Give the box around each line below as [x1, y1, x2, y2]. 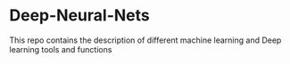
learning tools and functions [9, 44, 112, 54]
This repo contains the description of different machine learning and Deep [9, 35, 282, 45]
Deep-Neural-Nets [9, 5, 150, 26]
